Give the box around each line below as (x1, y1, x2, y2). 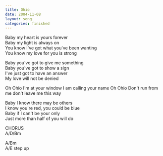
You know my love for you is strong (5, 50, 77, 56)
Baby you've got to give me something (5, 60, 84, 66)
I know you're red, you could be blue (5, 105, 80, 111)
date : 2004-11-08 (5, 12, 41, 17)
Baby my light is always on (5, 40, 59, 46)
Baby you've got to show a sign (5, 65, 69, 71)
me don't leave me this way (5, 90, 61, 96)
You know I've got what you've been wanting (5, 45, 97, 51)
